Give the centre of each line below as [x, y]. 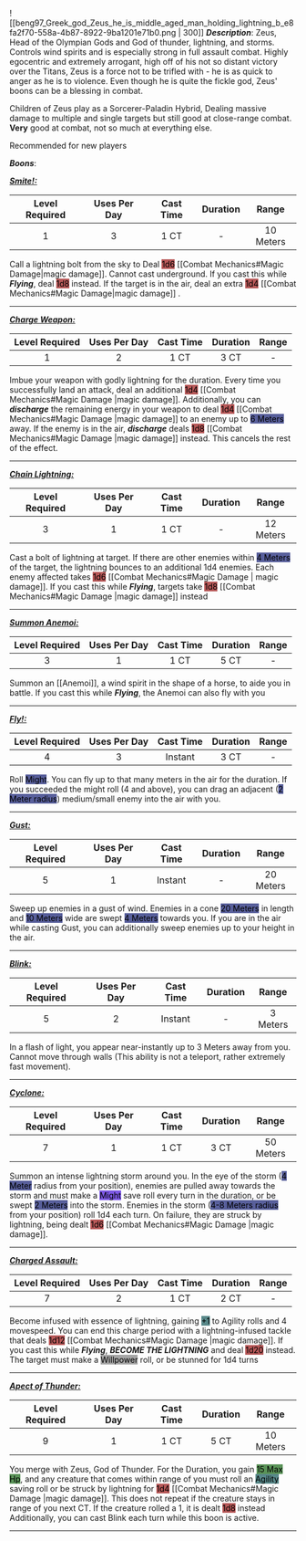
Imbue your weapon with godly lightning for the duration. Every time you [145, 380]
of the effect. [34, 448]
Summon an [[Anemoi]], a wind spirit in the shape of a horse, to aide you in [150, 683]
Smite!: [24, 181]
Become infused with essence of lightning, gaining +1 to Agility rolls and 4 [148, 1321]
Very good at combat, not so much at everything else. [111, 128]
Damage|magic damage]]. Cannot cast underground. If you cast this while [148, 274]
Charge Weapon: [42, 320]
